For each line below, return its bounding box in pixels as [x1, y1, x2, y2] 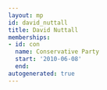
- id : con [8, 41, 41, 49]
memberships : [8, 33, 51, 41]
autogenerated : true [8, 70, 76, 77]
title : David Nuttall [8, 26, 79, 34]
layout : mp [8, 11, 44, 20]
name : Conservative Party [15, 48, 100, 56]
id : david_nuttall [8, 19, 68, 27]
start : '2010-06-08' [15, 56, 82, 63]
